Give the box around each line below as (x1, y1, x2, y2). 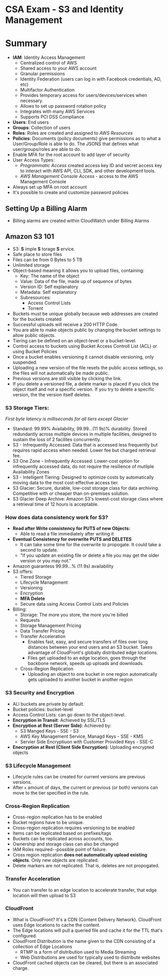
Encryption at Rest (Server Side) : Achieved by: (12, 722, 112, 729)
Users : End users (12, 119, 49, 125)
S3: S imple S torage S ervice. (12, 245, 75, 252)
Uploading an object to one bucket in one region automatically (27, 671, 158, 677)
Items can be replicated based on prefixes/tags (12, 830, 111, 836)
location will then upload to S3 (12, 892, 76, 898)
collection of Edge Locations (12, 943, 72, 950)
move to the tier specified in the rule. (12, 790, 90, 796)
